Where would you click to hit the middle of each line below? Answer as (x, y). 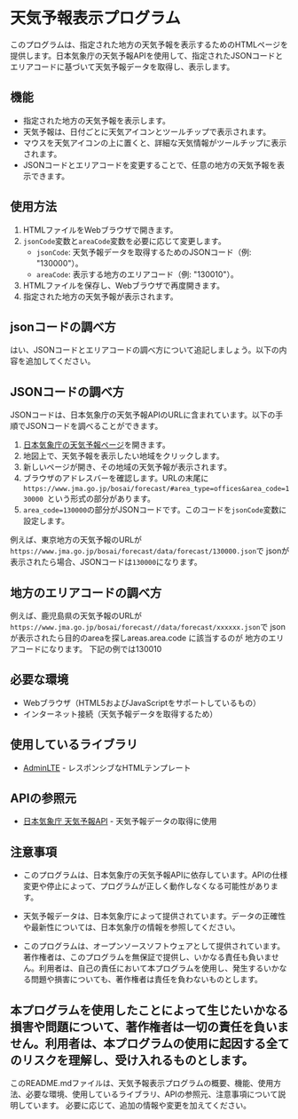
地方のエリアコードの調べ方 (86, 593)
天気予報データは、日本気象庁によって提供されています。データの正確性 (154, 917)
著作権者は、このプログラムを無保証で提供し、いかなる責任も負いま (147, 957)
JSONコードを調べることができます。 (94, 426)
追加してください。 (60, 361)
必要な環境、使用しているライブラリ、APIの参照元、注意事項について (152, 1094)
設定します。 (46, 521)
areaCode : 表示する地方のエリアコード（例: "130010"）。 (137, 274)
